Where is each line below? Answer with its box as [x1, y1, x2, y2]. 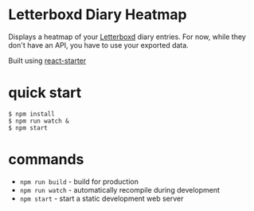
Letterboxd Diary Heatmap [8, 6, 187, 24]
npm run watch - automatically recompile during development [19, 185, 221, 194]
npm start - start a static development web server [19, 193, 184, 203]
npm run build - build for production [19, 177, 139, 186]
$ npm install [8, 110, 56, 118]
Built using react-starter [8, 56, 87, 65]
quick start [8, 84, 82, 102]
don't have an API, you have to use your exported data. [8, 40, 189, 49]
